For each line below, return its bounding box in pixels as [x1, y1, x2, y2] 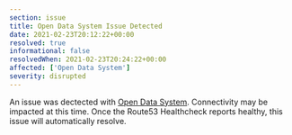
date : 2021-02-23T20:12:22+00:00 [9, 30, 135, 39]
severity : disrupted [9, 72, 87, 81]
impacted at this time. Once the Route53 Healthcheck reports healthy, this [9, 105, 283, 117]
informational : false [9, 47, 91, 56]
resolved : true [9, 38, 66, 48]
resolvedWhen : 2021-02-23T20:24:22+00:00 [9, 55, 167, 64]
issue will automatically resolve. [9, 115, 128, 126]
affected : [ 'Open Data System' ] [9, 64, 130, 73]
